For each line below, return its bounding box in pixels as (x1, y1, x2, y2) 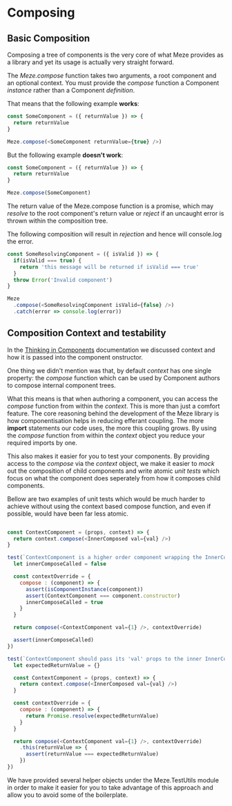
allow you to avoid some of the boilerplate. (7, 790, 128, 799)
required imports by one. (7, 438, 77, 447)
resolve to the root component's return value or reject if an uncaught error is (7, 209, 224, 217)
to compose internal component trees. (7, 381, 116, 389)
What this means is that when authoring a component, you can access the (7, 394, 218, 402)
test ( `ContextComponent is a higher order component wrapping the (7, 554, 202, 561)
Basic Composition (7, 32, 90, 44)
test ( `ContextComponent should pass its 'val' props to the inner (7, 655, 202, 662)
